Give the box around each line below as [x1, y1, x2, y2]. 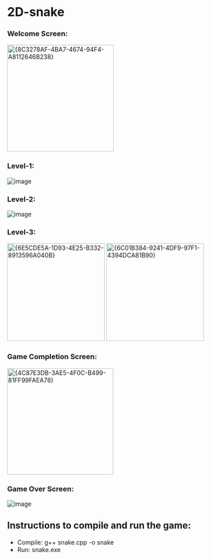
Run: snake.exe [17, 545, 61, 553]
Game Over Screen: [7, 484, 74, 493]
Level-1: [7, 161, 34, 171]
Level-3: [7, 228, 36, 237]
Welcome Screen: [7, 29, 68, 39]
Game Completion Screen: [7, 352, 98, 362]
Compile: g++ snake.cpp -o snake [17, 538, 114, 547]
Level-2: [7, 194, 36, 204]
